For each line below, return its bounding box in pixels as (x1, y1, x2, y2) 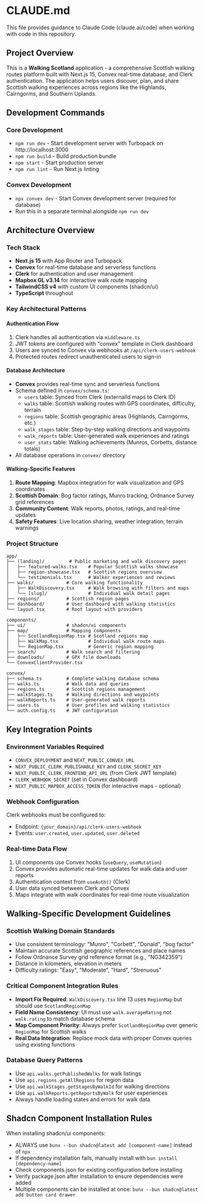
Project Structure (6, 539, 58, 548)
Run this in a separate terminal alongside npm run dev (15, 208, 149, 215)
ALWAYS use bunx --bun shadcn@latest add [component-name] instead (15, 1141, 192, 1148)
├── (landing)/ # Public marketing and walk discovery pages (6, 558, 187, 565)
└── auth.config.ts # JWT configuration (6, 707, 119, 714)
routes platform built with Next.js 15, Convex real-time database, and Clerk (6, 71, 193, 78)
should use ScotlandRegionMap (15, 1002, 91, 1009)
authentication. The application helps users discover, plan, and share (6, 77, 179, 84)
